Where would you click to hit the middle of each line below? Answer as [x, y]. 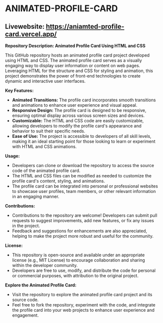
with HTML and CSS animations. [44, 146]
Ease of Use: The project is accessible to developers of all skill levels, [82, 136]
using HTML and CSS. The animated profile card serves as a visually [73, 60]
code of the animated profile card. [46, 171]
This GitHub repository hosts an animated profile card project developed [77, 55]
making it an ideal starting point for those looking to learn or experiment [84, 141]
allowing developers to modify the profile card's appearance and [77, 126]
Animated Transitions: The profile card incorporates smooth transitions [84, 100]
